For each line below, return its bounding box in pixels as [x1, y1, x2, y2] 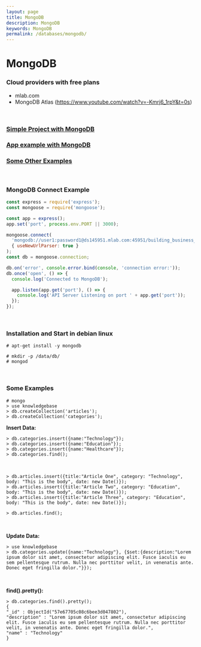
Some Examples [6, 384, 54, 392]
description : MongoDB [6, 20, 60, 26]
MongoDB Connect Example [6, 185, 90, 194]
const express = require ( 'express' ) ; [6, 199, 100, 205]
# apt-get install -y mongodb [6, 343, 82, 349]
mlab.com [14, 92, 40, 99]
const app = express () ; [6, 215, 66, 222]
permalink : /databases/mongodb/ [6, 31, 87, 37]
